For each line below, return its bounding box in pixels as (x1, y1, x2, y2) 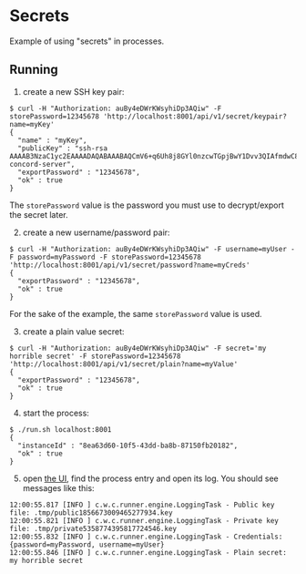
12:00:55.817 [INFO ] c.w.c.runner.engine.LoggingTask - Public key (9, 500, 275, 509)
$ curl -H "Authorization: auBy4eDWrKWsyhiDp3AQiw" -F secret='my (9, 343, 267, 353)
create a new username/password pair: (22, 227, 170, 238)
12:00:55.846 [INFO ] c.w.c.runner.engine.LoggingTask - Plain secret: (9, 548, 287, 557)
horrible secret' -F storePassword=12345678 (9, 352, 181, 361)
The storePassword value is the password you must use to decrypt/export (9, 200, 285, 210)
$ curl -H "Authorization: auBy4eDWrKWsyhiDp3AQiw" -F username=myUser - (9, 244, 296, 253)
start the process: (22, 407, 89, 418)
